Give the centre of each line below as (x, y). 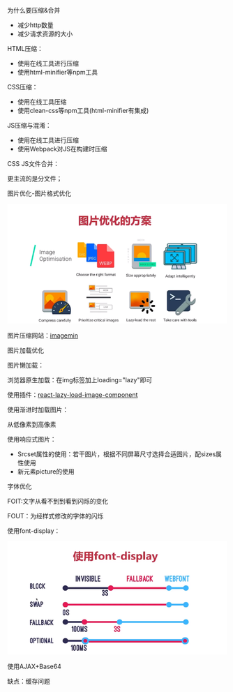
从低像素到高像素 (32, 425)
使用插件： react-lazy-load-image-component (73, 395)
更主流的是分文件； (35, 179)
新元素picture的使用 (46, 472)
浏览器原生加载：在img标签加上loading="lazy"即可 (80, 380)
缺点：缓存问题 (29, 682)
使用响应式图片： (32, 439)
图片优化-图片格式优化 (39, 193)
